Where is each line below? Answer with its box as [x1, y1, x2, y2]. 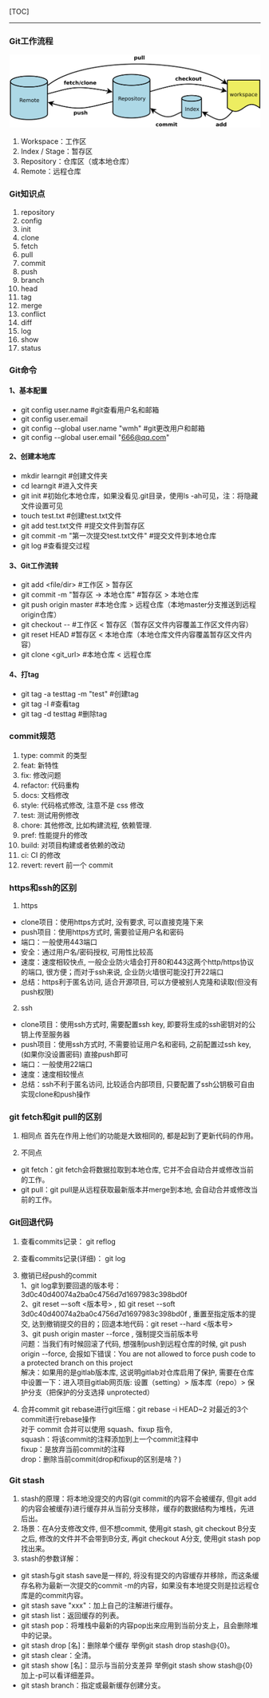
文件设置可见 [20, 501, 63, 510]
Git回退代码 [9, 1217, 54, 1228]
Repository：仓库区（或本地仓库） [20, 157, 134, 166]
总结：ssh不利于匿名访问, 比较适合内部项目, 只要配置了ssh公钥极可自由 [20, 1080, 255, 1089]
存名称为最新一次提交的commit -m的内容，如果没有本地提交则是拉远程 [20, 1581, 253, 1590]
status [20, 343, 42, 352]
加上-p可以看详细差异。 [20, 1670, 99, 1680]
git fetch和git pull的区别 [9, 1112, 102, 1123]
